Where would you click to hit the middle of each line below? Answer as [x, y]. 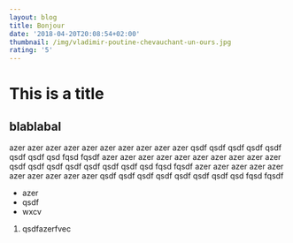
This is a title [57, 94]
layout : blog [33, 17]
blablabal [35, 126]
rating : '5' [31, 50]
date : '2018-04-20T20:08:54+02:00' [75, 34]
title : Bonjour [37, 26]
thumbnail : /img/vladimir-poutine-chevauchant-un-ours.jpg [120, 42]
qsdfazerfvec [46, 229]
